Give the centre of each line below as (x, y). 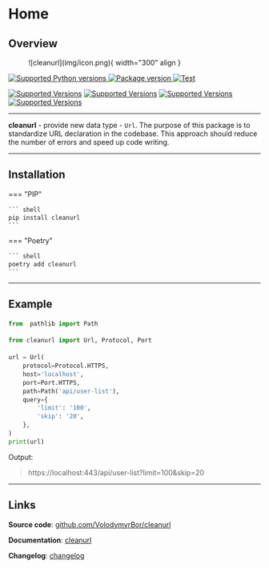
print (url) (26, 442)
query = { (35, 400)
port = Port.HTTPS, (52, 382)
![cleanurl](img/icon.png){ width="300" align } (105, 62)
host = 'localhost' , (53, 374)
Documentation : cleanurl (50, 540)
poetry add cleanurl (43, 264)
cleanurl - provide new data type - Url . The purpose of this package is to (129, 125)
